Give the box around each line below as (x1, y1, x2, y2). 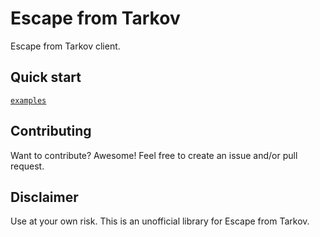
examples (10, 95, 47, 106)
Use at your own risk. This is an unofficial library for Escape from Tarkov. (10, 215, 310, 227)
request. (10, 160, 45, 172)
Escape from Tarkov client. (10, 40, 121, 52)
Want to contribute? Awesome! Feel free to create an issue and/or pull (10, 149, 298, 161)
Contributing (10, 123, 92, 140)
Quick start (10, 69, 82, 86)
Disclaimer (10, 188, 79, 206)
